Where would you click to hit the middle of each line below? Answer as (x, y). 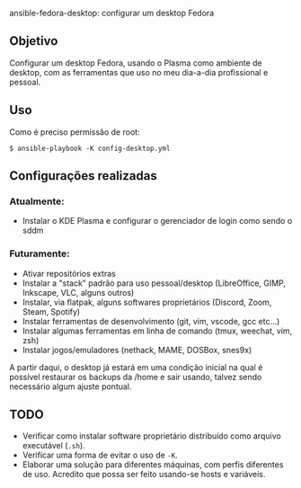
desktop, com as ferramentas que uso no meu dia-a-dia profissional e (139, 72)
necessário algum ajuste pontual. (71, 386)
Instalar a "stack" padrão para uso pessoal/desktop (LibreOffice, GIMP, (154, 283)
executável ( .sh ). (53, 446)
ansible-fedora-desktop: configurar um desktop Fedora (112, 13)
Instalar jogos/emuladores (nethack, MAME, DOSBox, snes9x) (137, 350)
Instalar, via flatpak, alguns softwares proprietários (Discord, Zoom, (147, 302)
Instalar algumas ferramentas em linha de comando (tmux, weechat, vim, (157, 331)
